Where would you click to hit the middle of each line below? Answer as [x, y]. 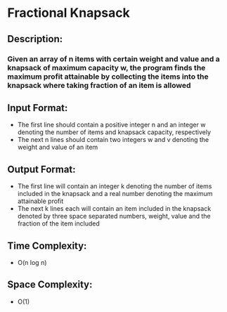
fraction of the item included [58, 223]
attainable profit [40, 201]
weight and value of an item [58, 147]
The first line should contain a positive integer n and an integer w [111, 125]
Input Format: [38, 108]
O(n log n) [32, 262]
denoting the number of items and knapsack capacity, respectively [114, 132]
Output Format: [41, 169]
